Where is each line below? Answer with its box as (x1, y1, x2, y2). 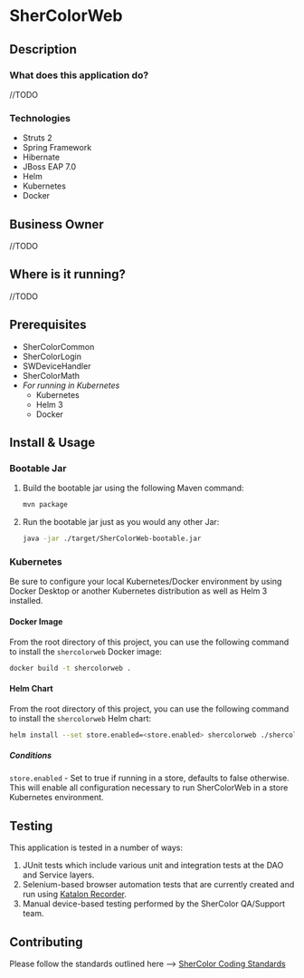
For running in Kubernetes (22, 380, 120, 391)
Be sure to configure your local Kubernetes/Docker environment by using (9, 576, 282, 587)
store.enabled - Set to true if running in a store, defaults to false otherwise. (9, 772, 290, 784)
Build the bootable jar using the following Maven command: (22, 482, 244, 494)
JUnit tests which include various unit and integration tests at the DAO (22, 860, 284, 871)
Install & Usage (9, 435, 96, 450)
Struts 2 (22, 132, 52, 143)
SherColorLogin (22, 351, 81, 362)
